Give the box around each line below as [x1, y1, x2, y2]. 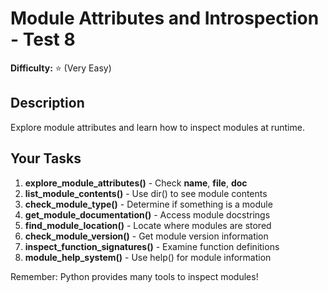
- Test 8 [10, 28, 76, 51]
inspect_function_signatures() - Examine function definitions [24, 240, 280, 252]
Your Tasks [10, 150, 82, 167]
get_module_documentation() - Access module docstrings [24, 208, 271, 221]
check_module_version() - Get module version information [24, 230, 269, 242]
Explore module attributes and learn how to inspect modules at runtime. [10, 121, 305, 133]
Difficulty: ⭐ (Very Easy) [10, 62, 112, 74]
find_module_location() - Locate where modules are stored [24, 219, 272, 231]
